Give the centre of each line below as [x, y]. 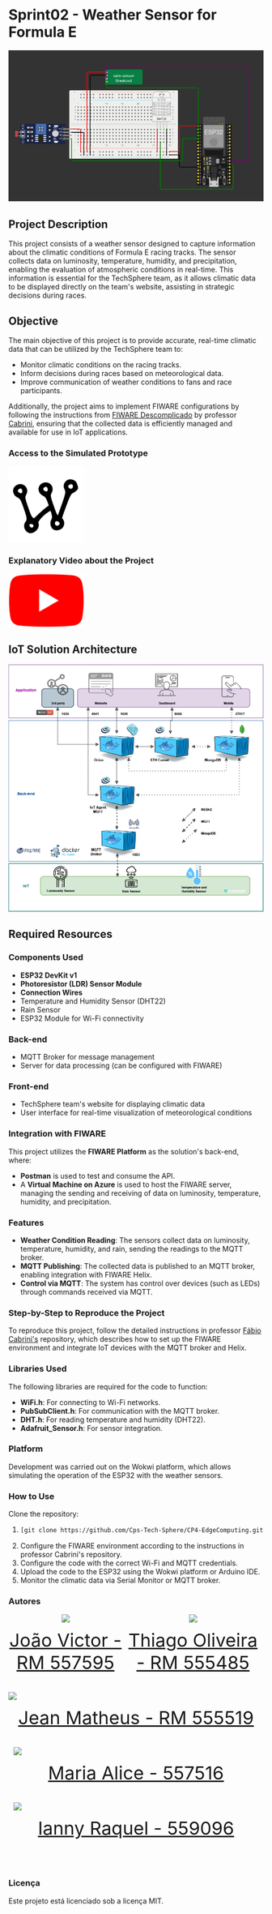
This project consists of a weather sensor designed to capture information [132, 244]
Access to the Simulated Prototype [78, 453]
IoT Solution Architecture [73, 649]
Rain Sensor [40, 1009]
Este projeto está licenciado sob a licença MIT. [86, 1901]
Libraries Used [38, 1369]
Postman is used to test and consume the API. [98, 1175]
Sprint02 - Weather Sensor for [113, 15]
